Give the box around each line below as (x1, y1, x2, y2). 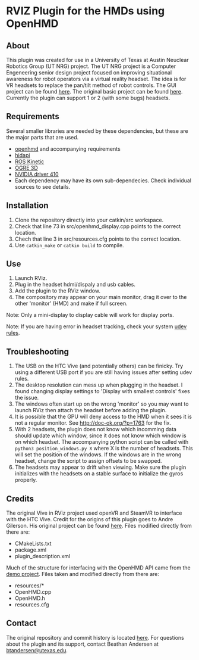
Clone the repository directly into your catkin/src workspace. (14, 216, 164, 223)
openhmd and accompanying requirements (14, 145, 121, 152)
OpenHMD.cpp (14, 589, 52, 596)
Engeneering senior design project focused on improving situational (6, 69, 172, 76)
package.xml (14, 546, 46, 553)
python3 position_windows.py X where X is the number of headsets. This (14, 445, 193, 452)
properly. (14, 477, 37, 484)
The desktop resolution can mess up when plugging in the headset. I (14, 381, 183, 388)
